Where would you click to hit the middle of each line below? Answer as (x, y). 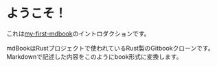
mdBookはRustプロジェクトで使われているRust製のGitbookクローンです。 (110, 48)
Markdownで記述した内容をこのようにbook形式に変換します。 (94, 56)
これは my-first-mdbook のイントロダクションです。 (78, 33)
